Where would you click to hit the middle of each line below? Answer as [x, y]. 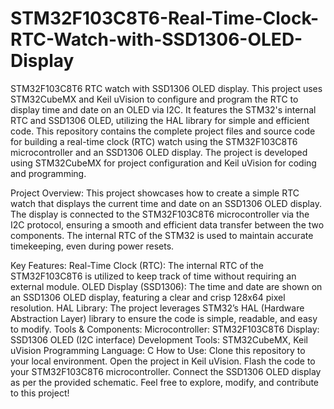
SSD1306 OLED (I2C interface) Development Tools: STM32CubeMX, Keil [159, 339]
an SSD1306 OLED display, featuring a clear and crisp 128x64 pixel [148, 297]
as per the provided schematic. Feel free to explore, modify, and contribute [165, 382]
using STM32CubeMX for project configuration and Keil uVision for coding [163, 163]
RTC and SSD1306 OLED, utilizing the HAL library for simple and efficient [160, 120]
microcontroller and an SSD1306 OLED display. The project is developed [159, 152]
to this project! [40, 393]
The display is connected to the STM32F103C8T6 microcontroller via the [160, 214]
